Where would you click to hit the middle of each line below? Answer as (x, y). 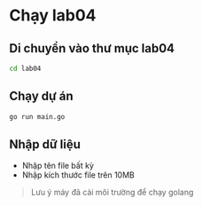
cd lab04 (25, 68)
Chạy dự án (41, 96)
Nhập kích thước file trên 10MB (78, 175)
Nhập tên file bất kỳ (58, 166)
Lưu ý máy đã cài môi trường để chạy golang (112, 193)
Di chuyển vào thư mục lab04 (92, 48)
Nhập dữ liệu (45, 144)
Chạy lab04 (53, 16)
